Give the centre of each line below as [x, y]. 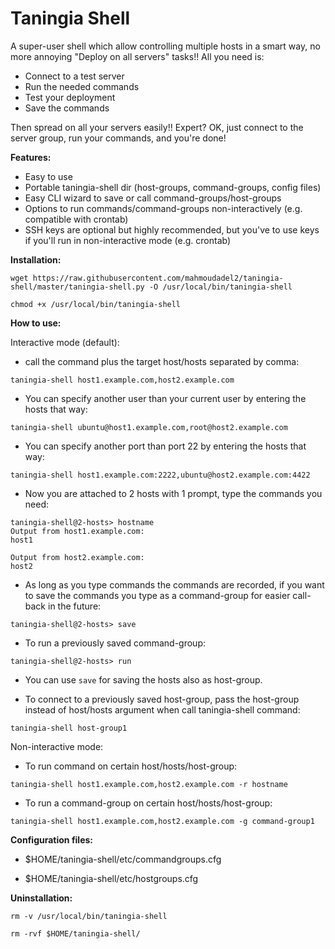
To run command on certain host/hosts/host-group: [131, 766]
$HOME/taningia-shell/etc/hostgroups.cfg [111, 878]
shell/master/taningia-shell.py [77, 287]
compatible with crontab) [76, 219]
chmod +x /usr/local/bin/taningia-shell [96, 304]
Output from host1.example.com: [77, 531]
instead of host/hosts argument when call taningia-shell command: [162, 709]
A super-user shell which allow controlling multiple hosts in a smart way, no [165, 46]
